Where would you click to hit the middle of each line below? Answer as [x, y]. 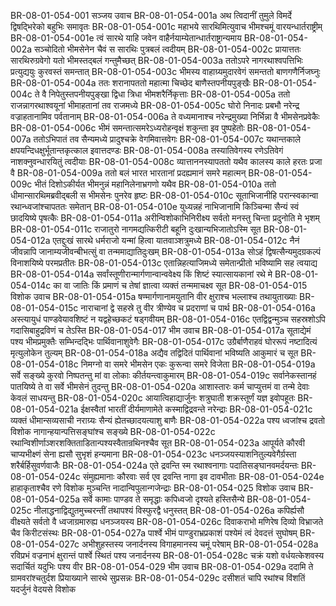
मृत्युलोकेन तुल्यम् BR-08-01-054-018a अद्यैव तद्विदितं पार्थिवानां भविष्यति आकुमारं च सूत [154, 353]
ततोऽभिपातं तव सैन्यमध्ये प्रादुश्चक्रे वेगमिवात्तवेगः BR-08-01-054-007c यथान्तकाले [167, 139]
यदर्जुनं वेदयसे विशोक [43, 589]
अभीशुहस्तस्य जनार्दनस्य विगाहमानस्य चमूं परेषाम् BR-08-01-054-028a [200, 544]
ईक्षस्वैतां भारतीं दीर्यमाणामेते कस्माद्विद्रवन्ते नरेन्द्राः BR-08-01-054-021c [196, 409]
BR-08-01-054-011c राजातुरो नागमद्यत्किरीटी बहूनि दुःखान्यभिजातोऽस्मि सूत [136, 229]
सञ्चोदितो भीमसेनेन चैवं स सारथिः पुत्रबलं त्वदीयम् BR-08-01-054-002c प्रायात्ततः [168, 49]
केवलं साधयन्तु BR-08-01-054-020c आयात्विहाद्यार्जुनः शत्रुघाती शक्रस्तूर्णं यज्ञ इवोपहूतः [153, 398]
